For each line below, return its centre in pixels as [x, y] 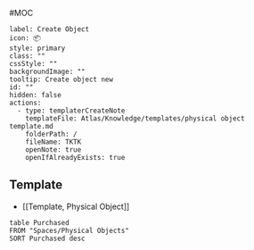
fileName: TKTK [53, 142]
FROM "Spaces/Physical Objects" [69, 230]
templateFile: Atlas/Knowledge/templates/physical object [135, 119]
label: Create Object [49, 29]
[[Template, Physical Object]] [76, 206]
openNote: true [53, 150]
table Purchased [39, 222]
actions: [25, 103]
